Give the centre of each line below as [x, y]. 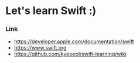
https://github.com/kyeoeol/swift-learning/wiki [70, 54]
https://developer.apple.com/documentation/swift [74, 41]
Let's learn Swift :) [51, 11]
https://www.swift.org [40, 48]
